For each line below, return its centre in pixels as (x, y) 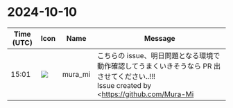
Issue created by (124, 85)
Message (160, 38)
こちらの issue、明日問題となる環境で (158, 55)
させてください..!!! (126, 76)
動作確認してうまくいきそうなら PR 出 (159, 66)
